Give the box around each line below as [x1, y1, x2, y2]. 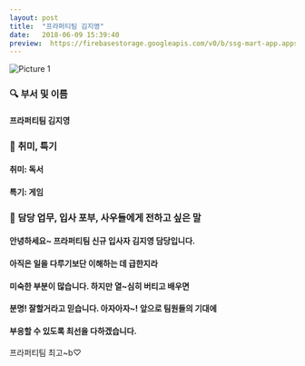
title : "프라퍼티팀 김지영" [9, 22, 104, 31]
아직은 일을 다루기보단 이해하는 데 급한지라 [9, 258, 159, 269]
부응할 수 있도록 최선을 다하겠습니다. [9, 325, 138, 336]
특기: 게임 [9, 186, 44, 197]
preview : [9, 38, 43, 48]
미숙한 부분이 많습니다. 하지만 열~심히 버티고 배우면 [9, 281, 190, 292]
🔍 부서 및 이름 [9, 88, 68, 101]
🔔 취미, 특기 [9, 140, 57, 153]
